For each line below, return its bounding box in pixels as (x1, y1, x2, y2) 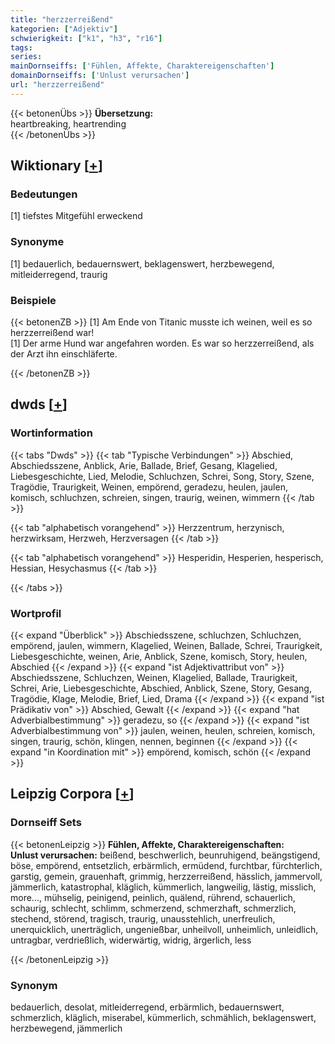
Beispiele (10, 293, 57, 307)
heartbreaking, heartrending (10, 117, 127, 130)
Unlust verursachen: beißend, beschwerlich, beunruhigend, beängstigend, (10, 849, 321, 861)
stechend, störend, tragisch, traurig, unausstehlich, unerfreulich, (10, 912, 276, 925)
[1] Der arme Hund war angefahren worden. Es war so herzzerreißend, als (10, 337, 315, 350)
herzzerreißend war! (10, 327, 95, 339)
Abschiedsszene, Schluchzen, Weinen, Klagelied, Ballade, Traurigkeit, (10, 672, 298, 684)
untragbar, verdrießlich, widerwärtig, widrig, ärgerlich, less (10, 934, 252, 946)
